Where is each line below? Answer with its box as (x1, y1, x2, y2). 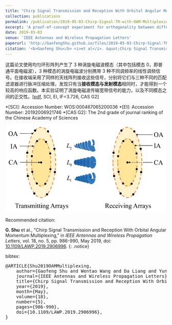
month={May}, (16, 289, 49, 294)
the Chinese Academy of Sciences (5, 114, 78, 120)
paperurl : (5, 41, 27, 46)
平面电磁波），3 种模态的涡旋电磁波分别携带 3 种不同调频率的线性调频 (9, 68, 156, 74)
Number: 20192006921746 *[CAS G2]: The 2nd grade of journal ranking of (5, 109, 163, 115)
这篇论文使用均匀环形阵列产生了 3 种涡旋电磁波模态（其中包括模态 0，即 (5, 62, 159, 68)
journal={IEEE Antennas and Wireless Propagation (16, 273, 143, 279)
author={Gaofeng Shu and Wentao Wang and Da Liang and (16, 268, 157, 274)
